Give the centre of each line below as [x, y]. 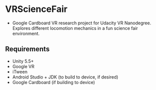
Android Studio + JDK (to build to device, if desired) [65, 77]
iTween [20, 72]
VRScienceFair [37, 9]
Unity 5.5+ [23, 61]
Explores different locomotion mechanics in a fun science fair [75, 28]
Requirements [27, 49]
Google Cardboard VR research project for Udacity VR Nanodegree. [82, 23]
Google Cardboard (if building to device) [54, 82]
